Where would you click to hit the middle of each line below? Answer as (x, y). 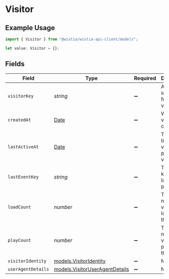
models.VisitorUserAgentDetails (91, 269)
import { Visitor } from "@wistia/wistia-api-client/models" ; (72, 39)
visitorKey (21, 96)
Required (145, 78)
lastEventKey (23, 177)
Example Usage (30, 28)
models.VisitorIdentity (80, 261)
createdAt (19, 120)
